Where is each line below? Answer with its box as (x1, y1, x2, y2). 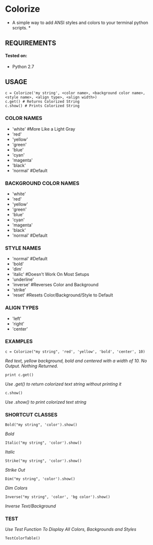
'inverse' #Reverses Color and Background (12, 282, 99, 288)
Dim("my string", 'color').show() (5, 477, 76, 481)
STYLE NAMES (5, 245, 42, 251)
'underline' (12, 276, 34, 282)
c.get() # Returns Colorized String (5, 99, 80, 104)
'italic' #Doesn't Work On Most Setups (12, 272, 89, 277)
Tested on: (5, 52, 27, 58)
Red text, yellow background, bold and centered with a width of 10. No (5, 358, 147, 363)
